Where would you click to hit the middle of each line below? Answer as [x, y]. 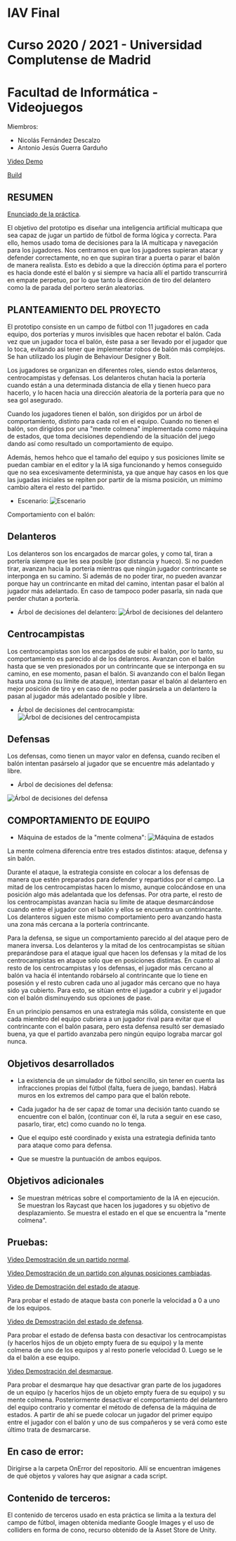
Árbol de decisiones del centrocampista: [76, 709]
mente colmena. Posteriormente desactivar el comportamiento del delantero [118, 1400]
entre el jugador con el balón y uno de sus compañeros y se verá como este [117, 1422]
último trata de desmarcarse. [49, 1429]
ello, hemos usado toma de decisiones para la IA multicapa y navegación [113, 243]
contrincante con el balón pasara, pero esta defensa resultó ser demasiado [116, 1027]
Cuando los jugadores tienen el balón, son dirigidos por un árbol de [105, 414]
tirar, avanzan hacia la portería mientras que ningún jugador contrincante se [117, 569]
